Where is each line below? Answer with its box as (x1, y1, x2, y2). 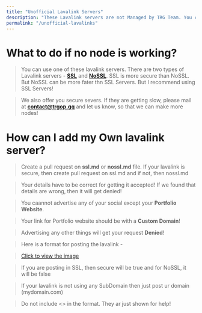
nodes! (20, 110, 38, 117)
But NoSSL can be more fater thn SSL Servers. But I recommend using (20, 79, 195, 86)
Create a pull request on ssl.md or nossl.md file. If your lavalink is (20, 163, 185, 170)
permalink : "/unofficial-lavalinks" (6, 20, 98, 26)
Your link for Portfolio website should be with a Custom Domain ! (20, 217, 180, 225)
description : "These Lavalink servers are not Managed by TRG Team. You (6, 14, 192, 20)
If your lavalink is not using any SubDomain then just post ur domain (20, 282, 189, 290)
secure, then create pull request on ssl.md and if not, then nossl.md (20, 170, 189, 177)
